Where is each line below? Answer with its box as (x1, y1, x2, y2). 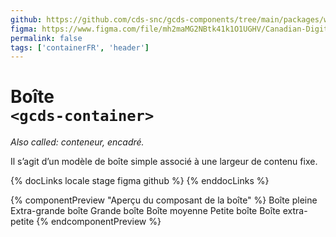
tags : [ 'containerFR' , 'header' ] (10, 42, 150, 53)
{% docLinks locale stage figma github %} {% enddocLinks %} (10, 175, 270, 187)
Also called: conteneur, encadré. (10, 136, 145, 148)
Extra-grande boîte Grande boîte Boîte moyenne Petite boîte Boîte (10, 205, 281, 217)
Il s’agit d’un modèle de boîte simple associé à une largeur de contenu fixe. (10, 156, 318, 168)
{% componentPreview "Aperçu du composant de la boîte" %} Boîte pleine (10, 194, 318, 206)
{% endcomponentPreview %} (36, 216, 162, 228)
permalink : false (10, 33, 83, 43)
